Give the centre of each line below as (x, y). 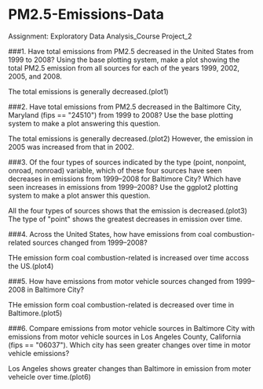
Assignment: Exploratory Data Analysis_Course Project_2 (100, 36)
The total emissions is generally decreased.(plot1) (88, 91)
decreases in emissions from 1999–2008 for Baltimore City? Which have (125, 179)
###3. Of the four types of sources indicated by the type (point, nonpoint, (127, 162)
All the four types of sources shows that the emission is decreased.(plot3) (128, 210)
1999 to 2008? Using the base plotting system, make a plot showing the (124, 60)
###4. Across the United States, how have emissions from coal (110, 234)
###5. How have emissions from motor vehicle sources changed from (121, 281)
